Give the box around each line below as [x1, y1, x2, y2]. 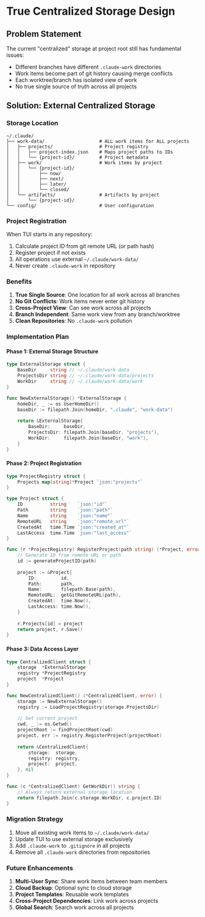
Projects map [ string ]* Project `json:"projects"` [17, 479, 143, 485]
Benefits [6, 277, 32, 285]
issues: [6, 51, 24, 59]
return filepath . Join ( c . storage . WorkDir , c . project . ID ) [17, 794, 163, 801]
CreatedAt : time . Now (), [28, 598, 92, 604]
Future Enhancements [6, 864, 73, 872]
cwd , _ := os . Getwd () [17, 721, 72, 727]
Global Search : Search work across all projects [15, 904, 134, 911]
